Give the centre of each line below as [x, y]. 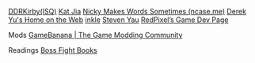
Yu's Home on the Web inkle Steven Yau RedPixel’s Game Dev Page [118, 20]
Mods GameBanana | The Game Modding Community [95, 35]
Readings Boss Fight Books [53, 50]
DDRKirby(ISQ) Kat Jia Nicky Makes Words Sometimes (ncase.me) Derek [127, 11]
